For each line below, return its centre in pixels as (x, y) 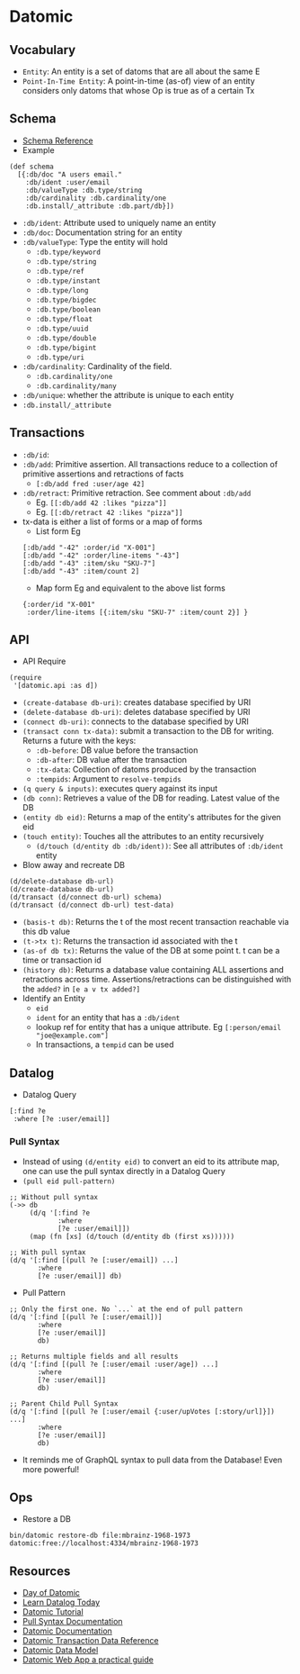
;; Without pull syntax (54, 1197)
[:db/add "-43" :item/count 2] (81, 571)
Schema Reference (57, 140)
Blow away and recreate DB (74, 865)
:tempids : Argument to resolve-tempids (108, 779)
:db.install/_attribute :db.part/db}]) (100, 206)
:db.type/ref (60, 271)
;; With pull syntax (48, 1252)
